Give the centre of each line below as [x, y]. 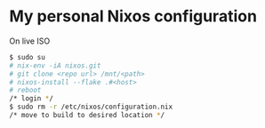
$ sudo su [28, 57]
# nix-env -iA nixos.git [55, 65]
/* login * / [31, 99]
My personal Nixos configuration [133, 16]
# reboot [25, 91]
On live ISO [30, 41]
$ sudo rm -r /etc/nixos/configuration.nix [91, 107]
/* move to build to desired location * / [87, 116]
